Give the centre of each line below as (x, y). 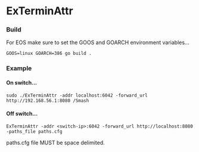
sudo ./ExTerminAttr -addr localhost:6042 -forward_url (77, 95)
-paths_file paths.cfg (34, 131)
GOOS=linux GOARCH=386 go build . (49, 54)
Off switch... (22, 114)
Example (19, 69)
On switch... (22, 83)
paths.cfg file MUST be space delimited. (56, 142)
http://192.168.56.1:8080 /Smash (48, 100)
